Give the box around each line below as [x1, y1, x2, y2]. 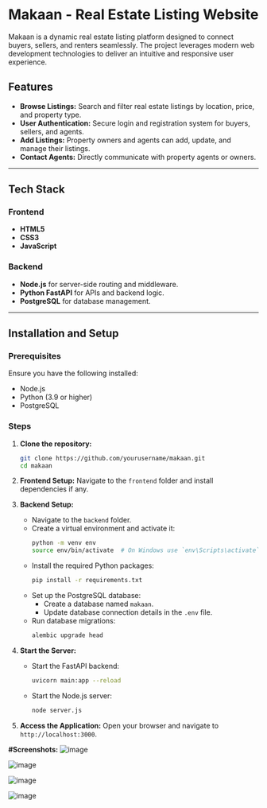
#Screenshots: [8, 744, 58, 754]
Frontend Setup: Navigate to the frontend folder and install [19, 476, 214, 486]
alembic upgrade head [31, 631, 103, 639]
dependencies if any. [19, 484, 89, 494]
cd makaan [19, 461, 53, 470]
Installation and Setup [8, 327, 119, 340]
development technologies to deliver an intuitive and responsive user [8, 49, 234, 58]
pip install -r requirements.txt [31, 577, 143, 585]
